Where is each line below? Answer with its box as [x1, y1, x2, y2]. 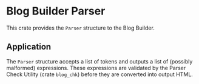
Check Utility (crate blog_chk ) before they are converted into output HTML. [6, 71, 193, 78]
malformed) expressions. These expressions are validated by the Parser [6, 64, 186, 71]
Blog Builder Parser [6, 4, 106, 18]
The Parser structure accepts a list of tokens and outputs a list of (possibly [6, 57, 193, 65]
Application [6, 42, 52, 52]
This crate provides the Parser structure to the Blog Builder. [6, 24, 155, 31]
